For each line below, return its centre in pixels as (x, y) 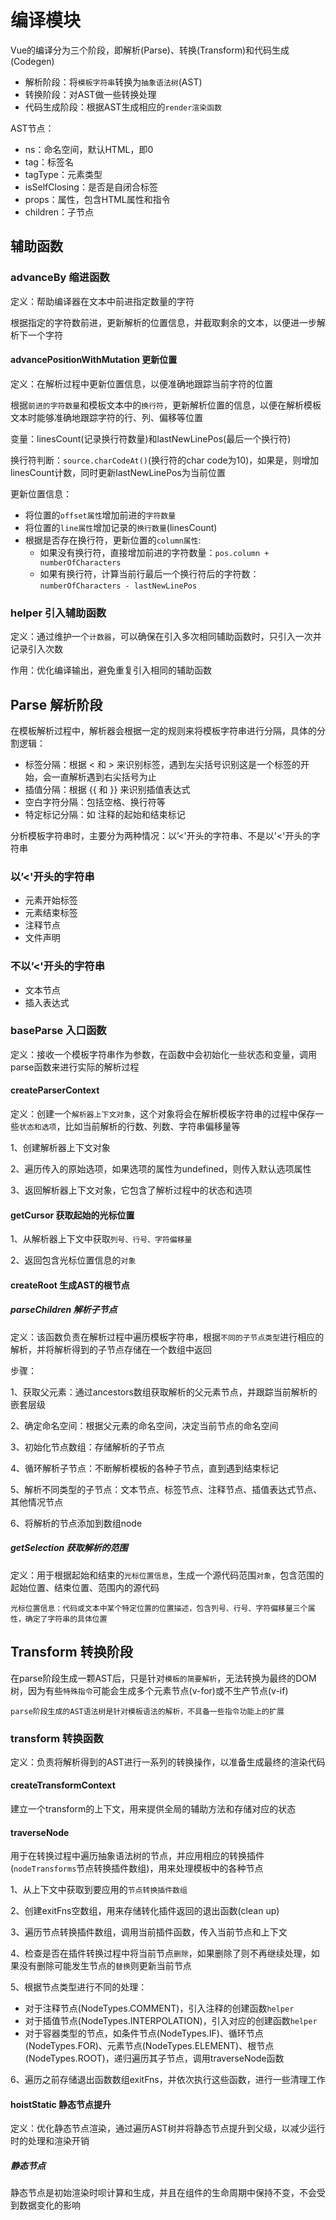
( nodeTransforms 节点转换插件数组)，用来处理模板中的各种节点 (137, 1868)
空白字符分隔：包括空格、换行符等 (95, 802)
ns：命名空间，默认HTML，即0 (89, 149)
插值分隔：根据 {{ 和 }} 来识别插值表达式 (107, 789)
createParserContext (55, 1090)
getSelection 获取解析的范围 (69, 1548)
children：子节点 (59, 212)
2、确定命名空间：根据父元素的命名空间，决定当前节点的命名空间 (144, 1425)
